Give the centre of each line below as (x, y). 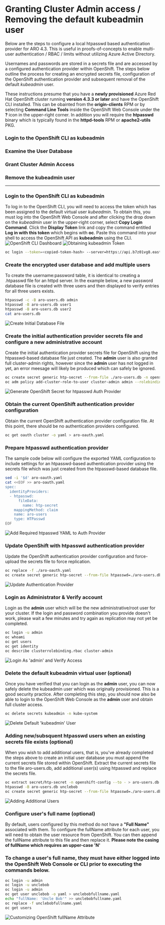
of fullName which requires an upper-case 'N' (53, 845)
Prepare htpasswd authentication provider (57, 448)
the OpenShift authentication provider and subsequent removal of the (75, 79)
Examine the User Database (39, 151)
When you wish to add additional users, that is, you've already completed (79, 753)
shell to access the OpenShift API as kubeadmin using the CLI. (69, 238)
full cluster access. (24, 705)
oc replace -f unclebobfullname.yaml (44, 903)
